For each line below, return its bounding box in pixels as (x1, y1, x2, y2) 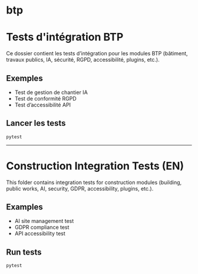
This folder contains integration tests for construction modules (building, (6, 179, 182, 186)
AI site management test (14, 218, 74, 225)
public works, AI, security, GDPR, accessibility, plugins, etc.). (6, 185, 154, 192)
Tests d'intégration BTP (6, 31, 124, 44)
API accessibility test (14, 230, 66, 237)
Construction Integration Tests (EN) (6, 159, 184, 172)
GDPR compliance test (14, 224, 70, 231)
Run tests (6, 247, 42, 257)
